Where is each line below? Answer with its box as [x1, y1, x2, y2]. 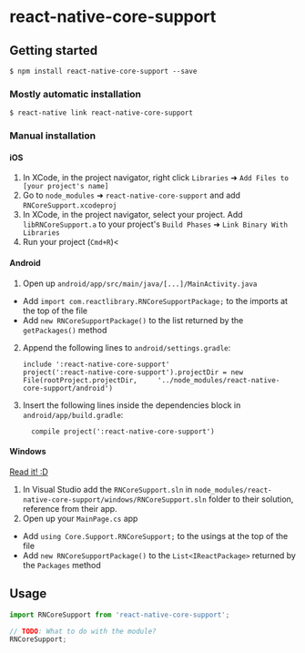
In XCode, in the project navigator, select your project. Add [22, 209, 243, 220]
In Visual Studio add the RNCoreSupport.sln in [22, 484, 193, 495]
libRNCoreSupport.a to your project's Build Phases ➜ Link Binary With [22, 219, 289, 230]
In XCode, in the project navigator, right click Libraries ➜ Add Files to [22, 172, 290, 183]
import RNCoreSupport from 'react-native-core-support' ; [9, 610, 230, 619]
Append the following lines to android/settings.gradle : [22, 342, 231, 352]
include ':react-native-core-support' [22, 360, 170, 369]
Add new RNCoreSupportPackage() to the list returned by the [22, 314, 244, 325]
